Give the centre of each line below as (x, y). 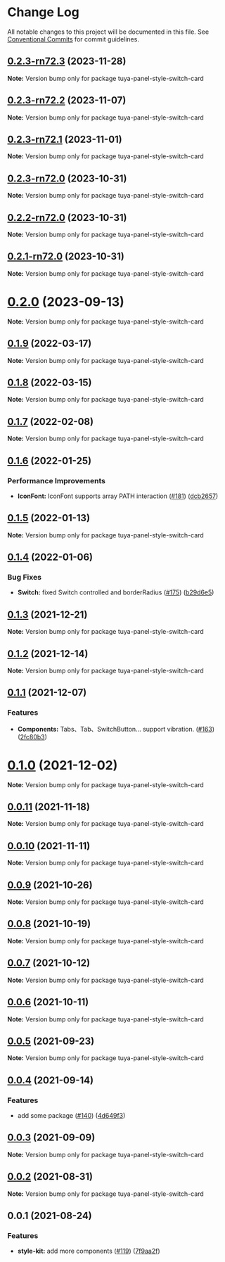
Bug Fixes (25, 577)
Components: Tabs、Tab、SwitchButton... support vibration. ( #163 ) (116, 729)
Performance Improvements (57, 480)
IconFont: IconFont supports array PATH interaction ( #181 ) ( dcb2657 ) (118, 496)
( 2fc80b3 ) (32, 737)
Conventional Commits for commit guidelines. (73, 39)
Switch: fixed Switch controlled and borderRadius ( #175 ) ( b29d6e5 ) (116, 592)
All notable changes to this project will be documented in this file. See (108, 32)
